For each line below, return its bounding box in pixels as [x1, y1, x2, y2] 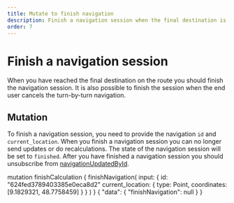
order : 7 [7, 23, 33, 30]
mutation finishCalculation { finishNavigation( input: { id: [7, 173, 168, 181]
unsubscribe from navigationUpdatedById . [7, 160, 129, 168]
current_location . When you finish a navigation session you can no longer [7, 137, 222, 146]
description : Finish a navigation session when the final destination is [7, 17, 227, 24]
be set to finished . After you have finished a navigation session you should [7, 152, 224, 160]
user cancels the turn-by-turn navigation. [7, 91, 126, 100]
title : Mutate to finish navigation [7, 10, 114, 17]
